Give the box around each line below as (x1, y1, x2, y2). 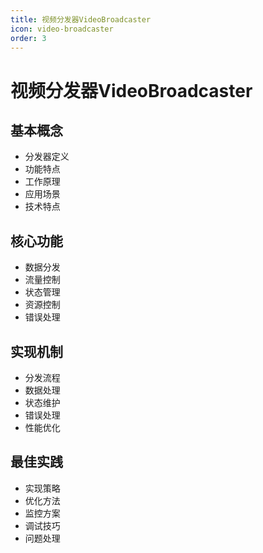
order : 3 (10, 33, 47, 43)
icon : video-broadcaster (10, 24, 114, 34)
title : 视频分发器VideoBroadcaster (10, 14, 152, 25)
